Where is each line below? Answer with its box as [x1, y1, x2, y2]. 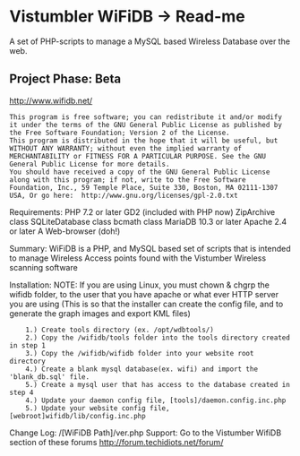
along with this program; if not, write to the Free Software [9, 175, 246, 185]
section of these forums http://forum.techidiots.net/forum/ [9, 436, 224, 447]
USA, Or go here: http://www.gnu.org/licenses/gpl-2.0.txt [9, 191, 239, 200]
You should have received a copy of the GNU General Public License [9, 168, 270, 176]
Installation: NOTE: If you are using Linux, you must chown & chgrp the [9, 280, 270, 290]
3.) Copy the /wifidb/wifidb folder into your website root [25, 348, 254, 357]
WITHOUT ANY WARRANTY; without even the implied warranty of [9, 143, 243, 153]
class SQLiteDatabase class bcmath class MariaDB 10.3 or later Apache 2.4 [9, 216, 287, 227]
